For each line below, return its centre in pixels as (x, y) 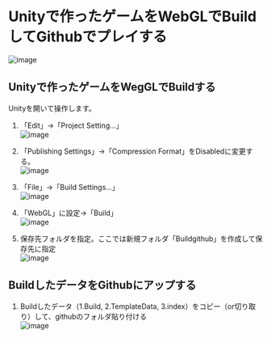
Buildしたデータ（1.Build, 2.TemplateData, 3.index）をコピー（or (127, 306)
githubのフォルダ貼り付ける (101, 316)
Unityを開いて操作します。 (52, 108)
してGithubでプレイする (88, 37)
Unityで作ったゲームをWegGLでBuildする (112, 87)
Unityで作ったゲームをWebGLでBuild (133, 17)
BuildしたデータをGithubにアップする (102, 285)
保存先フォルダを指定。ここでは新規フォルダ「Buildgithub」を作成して (138, 239)
